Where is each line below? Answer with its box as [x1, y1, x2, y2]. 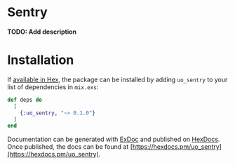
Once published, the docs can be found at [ [7, 143, 133, 151]
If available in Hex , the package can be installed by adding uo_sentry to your [7, 75, 228, 84]
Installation [7, 52, 74, 68]
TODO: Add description [7, 27, 77, 36]
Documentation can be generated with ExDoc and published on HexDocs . [7, 135, 220, 144]
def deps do [7, 96, 42, 103]
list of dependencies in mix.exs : [7, 82, 99, 91]
